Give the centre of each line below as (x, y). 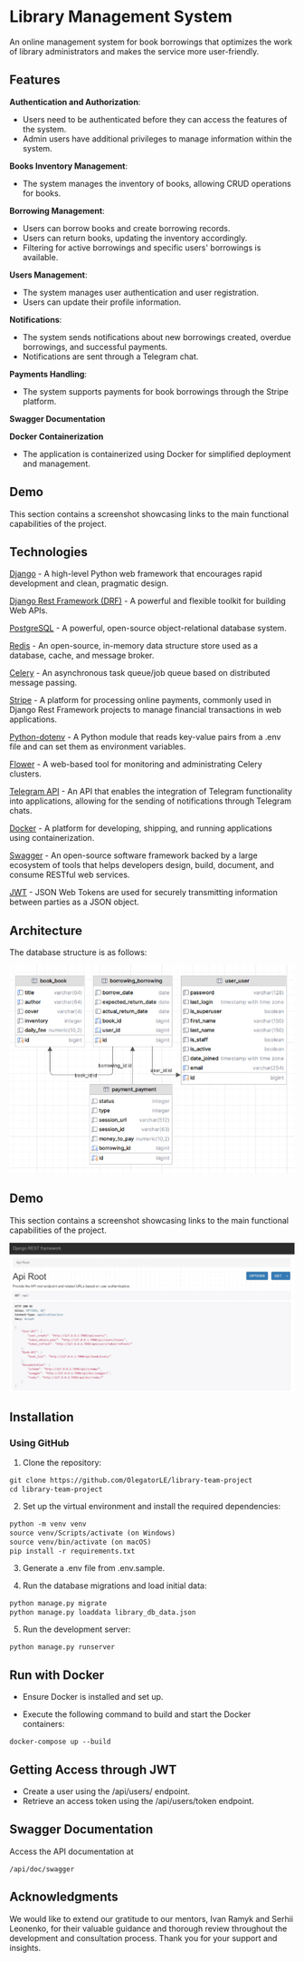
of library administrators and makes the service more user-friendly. (134, 51)
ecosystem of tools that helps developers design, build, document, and (142, 865)
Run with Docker (57, 1675)
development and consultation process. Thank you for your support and (143, 1938)
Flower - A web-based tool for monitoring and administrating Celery (136, 765)
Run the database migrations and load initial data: (114, 1586)
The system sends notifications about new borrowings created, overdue (157, 337)
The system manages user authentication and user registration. (141, 292)
